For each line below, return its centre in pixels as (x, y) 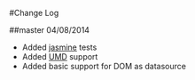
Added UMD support (60, 56)
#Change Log (34, 13)
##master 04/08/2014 (50, 30)
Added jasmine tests (59, 47)
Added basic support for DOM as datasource (104, 66)
